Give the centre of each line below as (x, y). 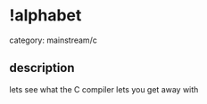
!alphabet (46, 16)
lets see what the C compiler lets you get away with (104, 89)
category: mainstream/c (54, 40)
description (42, 68)
